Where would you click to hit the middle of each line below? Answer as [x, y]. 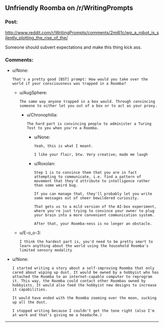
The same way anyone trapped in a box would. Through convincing [87, 101]
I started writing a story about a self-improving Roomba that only [83, 268]
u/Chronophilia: [42, 115]
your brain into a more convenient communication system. [94, 215]
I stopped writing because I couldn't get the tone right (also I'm [83, 311]
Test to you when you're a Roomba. [63, 128]
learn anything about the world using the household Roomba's [84, 246]
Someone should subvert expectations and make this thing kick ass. [73, 47]
